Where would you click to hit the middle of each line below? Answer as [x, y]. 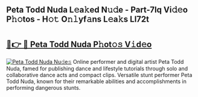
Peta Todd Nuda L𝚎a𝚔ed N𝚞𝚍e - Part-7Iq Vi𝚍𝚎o [97, 10]
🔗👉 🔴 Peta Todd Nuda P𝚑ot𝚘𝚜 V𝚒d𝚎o [79, 44]
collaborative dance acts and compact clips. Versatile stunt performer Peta [99, 75]
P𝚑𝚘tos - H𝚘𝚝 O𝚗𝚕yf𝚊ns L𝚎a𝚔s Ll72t [78, 20]
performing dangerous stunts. [43, 88]
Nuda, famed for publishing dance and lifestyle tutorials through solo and [97, 68]
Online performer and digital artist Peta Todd [128, 62]
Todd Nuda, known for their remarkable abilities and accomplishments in [97, 81]
